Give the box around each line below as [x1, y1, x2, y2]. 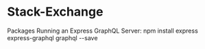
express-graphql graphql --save [7, 33, 98, 42]
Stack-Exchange [7, 4, 104, 20]
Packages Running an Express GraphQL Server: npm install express [7, 27, 199, 35]
